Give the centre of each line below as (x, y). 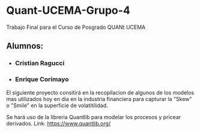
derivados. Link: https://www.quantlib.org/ (59, 123)
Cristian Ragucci (40, 63)
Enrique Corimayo (42, 79)
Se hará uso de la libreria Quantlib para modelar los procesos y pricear (94, 117)
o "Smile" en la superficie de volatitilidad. (57, 105)
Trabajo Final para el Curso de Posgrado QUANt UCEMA (76, 27)
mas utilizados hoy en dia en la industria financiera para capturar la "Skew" (99, 99)
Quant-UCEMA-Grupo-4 (68, 11)
